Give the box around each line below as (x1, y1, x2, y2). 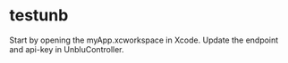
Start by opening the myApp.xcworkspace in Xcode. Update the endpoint (9, 35, 279, 45)
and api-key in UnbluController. (9, 43, 124, 54)
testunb (9, 5, 69, 26)
